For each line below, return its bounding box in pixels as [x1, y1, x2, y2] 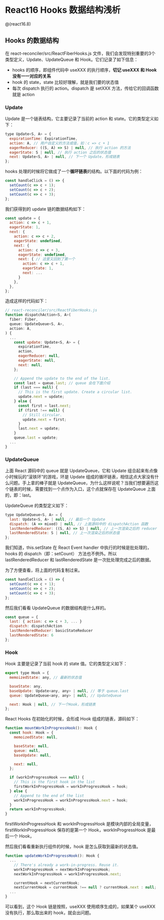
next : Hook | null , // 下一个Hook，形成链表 [9, 702, 96, 707]
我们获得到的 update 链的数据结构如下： [5, 206, 86, 212]
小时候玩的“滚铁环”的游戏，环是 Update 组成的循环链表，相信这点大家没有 [5, 473, 155, 479]
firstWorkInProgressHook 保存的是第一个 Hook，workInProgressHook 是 [5, 827, 152, 833]
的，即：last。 [5, 492, 34, 498]
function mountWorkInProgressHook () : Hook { [5, 726, 97, 731]
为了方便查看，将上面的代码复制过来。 [5, 567, 82, 573]
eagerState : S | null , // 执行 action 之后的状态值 [9, 150, 111, 155]
